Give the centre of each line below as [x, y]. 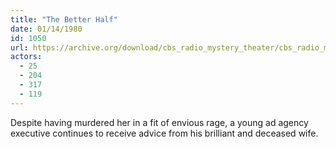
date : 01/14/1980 [46, 29]
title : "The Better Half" [64, 19]
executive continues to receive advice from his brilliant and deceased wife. [164, 133]
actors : [26, 57]
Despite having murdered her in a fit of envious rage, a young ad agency [159, 122]
